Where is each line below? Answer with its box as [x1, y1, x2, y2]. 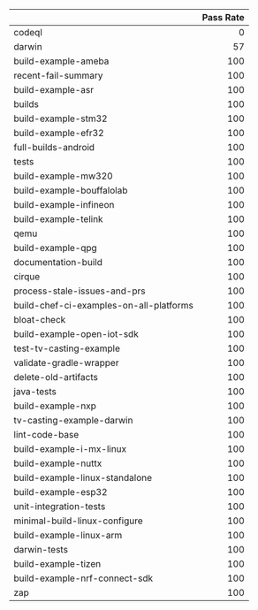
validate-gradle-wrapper [13, 357, 119, 369]
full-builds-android [13, 141, 95, 153]
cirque [13, 271, 41, 282]
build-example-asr [13, 84, 95, 95]
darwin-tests [13, 544, 69, 555]
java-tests [13, 385, 57, 397]
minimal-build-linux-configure [13, 515, 143, 527]
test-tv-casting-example [13, 342, 121, 355]
